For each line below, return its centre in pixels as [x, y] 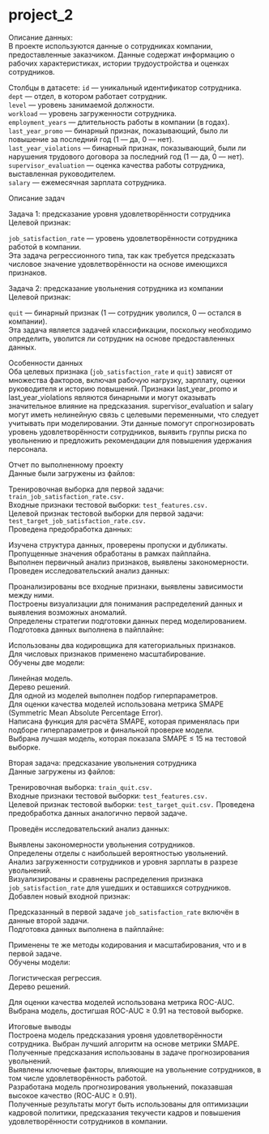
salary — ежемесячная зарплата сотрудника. [88, 182]
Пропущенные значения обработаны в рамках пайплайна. [110, 553]
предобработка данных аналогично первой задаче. [98, 813]
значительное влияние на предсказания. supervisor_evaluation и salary [131, 406]
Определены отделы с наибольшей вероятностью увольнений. [118, 853]
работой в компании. [45, 247]
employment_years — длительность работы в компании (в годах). [119, 122]
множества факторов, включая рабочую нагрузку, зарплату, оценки [127, 380]
